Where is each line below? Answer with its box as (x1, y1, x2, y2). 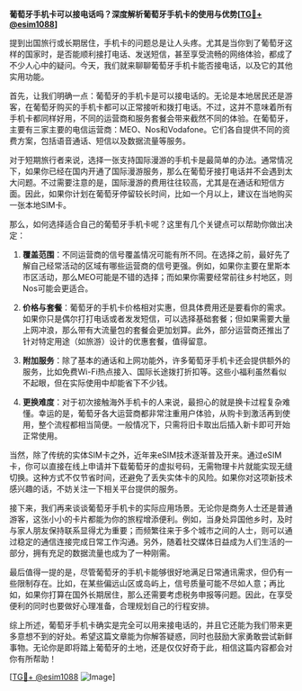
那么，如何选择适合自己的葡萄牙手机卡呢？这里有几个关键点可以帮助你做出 (9, 219, 285, 229)
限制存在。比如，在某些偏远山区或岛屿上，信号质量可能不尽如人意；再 (16, 578, 277, 588)
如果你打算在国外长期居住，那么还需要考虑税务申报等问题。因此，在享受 (24, 589, 293, 600)
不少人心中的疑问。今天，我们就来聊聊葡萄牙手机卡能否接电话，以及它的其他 (9, 60, 293, 70)
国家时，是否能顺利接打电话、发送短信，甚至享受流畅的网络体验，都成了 (24, 49, 293, 59)
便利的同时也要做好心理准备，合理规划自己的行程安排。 (9, 601, 214, 611)
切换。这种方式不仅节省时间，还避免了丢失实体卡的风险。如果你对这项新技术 (9, 472, 293, 483)
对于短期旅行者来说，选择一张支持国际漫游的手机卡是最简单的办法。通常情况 (9, 155, 293, 165)
